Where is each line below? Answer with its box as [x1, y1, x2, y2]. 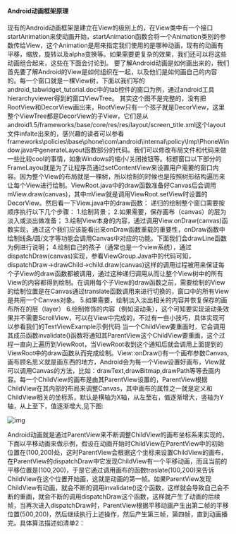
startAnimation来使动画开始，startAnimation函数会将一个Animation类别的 [7, 32, 221, 41]
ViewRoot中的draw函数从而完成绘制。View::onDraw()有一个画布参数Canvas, [7, 349, 230, 357]
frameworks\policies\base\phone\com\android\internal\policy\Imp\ [7, 138, 200, 146]
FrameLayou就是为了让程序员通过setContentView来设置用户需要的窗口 [7, 163, 213, 172]
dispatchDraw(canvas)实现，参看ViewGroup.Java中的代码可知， [7, 251, 195, 261]
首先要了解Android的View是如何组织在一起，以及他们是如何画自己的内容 [7, 68, 218, 76]
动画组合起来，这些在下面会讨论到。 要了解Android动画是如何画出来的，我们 [7, 59, 230, 67]
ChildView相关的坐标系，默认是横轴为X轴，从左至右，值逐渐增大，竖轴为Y [7, 393, 224, 402]
